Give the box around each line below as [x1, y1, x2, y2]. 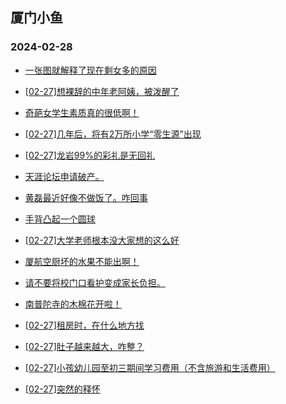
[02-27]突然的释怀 [24, 383, 101, 395]
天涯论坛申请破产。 [24, 170, 105, 182]
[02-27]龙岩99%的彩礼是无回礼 [24, 149, 155, 161]
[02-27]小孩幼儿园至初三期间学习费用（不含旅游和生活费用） [24, 361, 276, 373]
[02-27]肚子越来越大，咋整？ [24, 340, 145, 352]
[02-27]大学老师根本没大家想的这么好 [24, 234, 180, 246]
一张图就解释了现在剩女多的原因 [24, 64, 157, 76]
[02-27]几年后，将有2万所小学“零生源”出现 [24, 128, 202, 140]
